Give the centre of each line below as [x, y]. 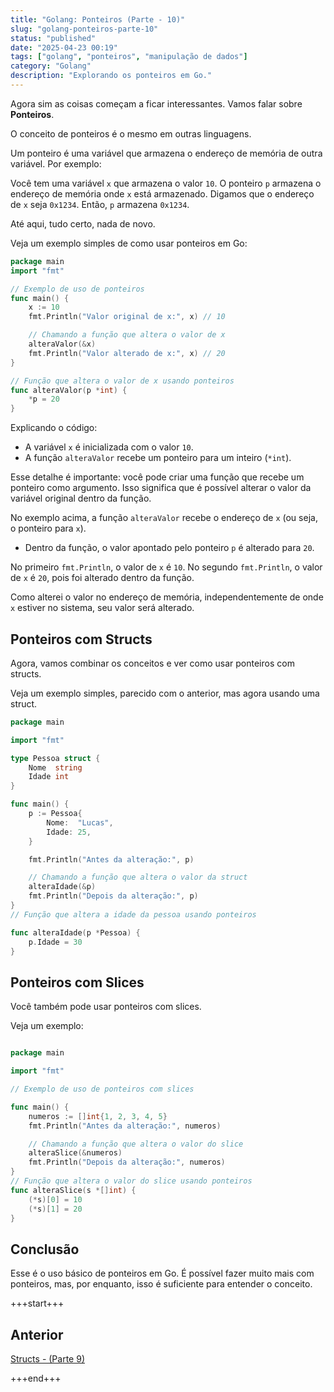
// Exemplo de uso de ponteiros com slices [102, 1089]
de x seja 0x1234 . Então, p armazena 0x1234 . [100, 204]
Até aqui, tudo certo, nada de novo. [83, 223]
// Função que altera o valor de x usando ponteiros [122, 381]
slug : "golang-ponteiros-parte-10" [84, 29]
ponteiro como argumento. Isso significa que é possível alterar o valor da [161, 488]
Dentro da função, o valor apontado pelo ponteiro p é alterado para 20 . [169, 548]
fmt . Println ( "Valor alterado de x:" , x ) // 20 [127, 353]
